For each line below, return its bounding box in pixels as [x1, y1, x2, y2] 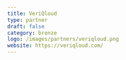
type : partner [7, 17, 48, 23]
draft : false [7, 23, 45, 30]
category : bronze [7, 29, 57, 37]
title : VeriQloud [7, 10, 57, 17]
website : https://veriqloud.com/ [7, 42, 104, 49]
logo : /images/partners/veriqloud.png [7, 36, 119, 43]
